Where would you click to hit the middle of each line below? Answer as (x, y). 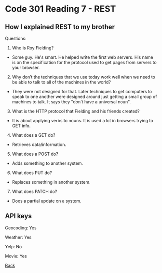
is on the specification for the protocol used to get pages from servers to (84, 62)
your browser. (26, 67)
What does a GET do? (34, 135)
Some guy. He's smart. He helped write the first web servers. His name (82, 57)
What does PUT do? (32, 173)
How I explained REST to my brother (60, 27)
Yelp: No (13, 246)
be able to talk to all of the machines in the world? (61, 82)
